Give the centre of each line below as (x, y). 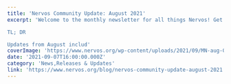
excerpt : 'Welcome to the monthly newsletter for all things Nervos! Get (115, 20)
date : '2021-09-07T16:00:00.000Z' (57, 57)
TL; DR (16, 32)
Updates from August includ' (49, 44)
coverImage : (24, 51)
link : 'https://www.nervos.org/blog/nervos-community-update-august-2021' (117, 70)
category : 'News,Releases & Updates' (61, 64)
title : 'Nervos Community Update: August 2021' (77, 13)
